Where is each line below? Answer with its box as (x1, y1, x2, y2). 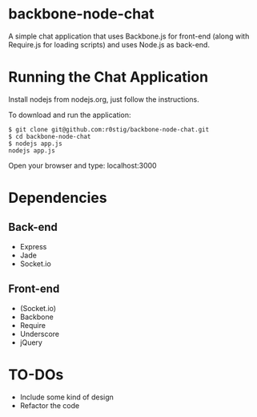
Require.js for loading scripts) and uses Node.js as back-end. (8, 39, 211, 49)
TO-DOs (8, 366, 64, 383)
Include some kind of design (19, 392, 114, 402)
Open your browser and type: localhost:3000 (8, 160, 158, 170)
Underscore (19, 329, 60, 338)
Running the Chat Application (8, 68, 209, 87)
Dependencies (8, 189, 107, 207)
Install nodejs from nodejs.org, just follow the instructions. (8, 94, 200, 104)
